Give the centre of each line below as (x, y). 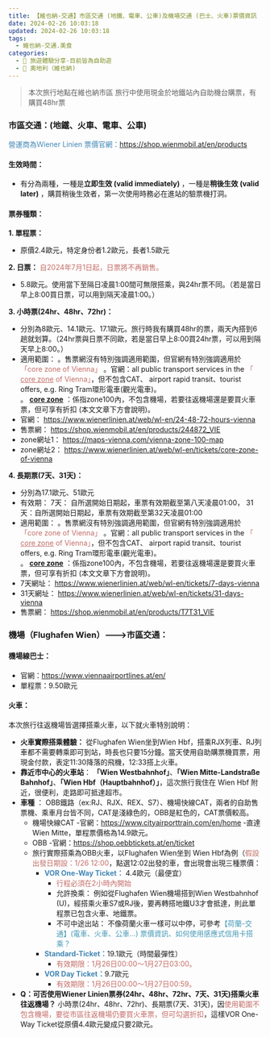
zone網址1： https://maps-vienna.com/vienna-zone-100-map (122, 439)
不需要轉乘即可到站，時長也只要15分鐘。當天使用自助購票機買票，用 (147, 752)
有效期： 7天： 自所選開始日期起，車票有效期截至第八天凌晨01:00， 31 (137, 503)
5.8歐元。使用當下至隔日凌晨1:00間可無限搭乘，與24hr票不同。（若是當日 (141, 285)
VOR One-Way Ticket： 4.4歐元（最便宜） (115, 872)
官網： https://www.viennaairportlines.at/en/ (93, 675)
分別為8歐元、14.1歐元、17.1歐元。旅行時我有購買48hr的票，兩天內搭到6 (139, 329)
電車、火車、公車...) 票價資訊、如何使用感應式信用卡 (160, 933)
